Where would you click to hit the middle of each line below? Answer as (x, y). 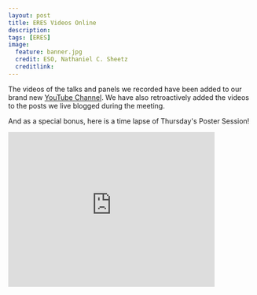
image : (19, 45)
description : (29, 30)
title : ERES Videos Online (52, 23)
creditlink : (35, 67)
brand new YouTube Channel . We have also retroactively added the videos (129, 97)
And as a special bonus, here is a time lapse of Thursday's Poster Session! (129, 121)
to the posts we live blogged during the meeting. (86, 105)
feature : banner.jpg (49, 52)
